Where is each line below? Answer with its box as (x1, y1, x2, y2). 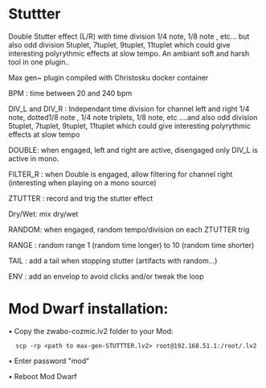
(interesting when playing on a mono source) (8, 178, 157, 188)
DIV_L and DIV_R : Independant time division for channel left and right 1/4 (8, 104, 250, 114)
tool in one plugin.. (8, 57, 70, 67)
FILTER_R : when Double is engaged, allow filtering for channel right (8, 169, 233, 179)
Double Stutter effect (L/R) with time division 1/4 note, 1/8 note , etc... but (8, 31, 250, 41)
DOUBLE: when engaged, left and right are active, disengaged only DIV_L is (8, 145, 259, 155)
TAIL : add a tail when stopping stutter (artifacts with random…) (8, 255, 218, 266)
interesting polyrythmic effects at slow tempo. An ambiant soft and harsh (8, 48, 250, 58)
